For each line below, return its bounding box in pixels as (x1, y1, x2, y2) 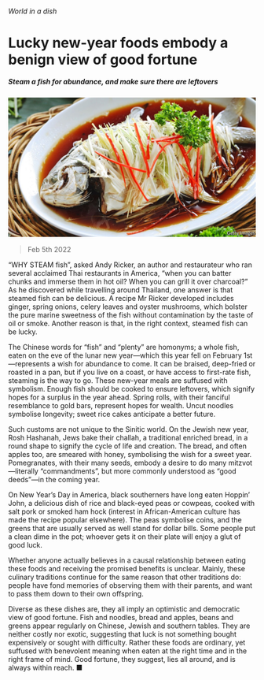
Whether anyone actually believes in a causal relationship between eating (8, 556, 246, 565)
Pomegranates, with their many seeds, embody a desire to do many (8, 458, 227, 468)
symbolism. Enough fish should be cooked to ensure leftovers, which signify (8, 385, 255, 394)
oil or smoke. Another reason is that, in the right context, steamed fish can (8, 319, 248, 329)
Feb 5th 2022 (27, 245, 71, 255)
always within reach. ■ (8, 663, 83, 673)
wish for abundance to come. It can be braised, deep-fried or (57, 359, 256, 369)
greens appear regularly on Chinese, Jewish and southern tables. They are (8, 621, 251, 630)
